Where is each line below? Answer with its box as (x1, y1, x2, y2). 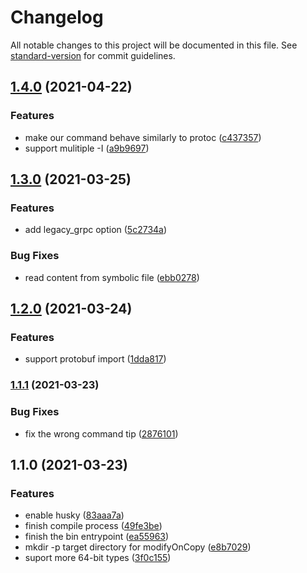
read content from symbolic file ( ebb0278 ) (24, 271, 200, 283)
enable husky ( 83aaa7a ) (24, 509, 125, 521)
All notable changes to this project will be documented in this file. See (10, 39, 298, 51)
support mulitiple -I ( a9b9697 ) (24, 142, 150, 154)
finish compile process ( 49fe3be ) (24, 520, 163, 532)
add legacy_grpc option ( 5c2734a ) (24, 224, 168, 236)
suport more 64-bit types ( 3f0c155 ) (24, 552, 172, 564)
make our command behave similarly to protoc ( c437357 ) (24, 131, 262, 143)
